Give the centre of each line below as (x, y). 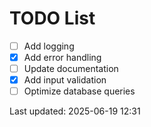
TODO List (52, 18)
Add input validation (65, 80)
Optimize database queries (79, 91)
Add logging (49, 46)
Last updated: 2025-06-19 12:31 (75, 111)
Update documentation (71, 69)
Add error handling (62, 57)
